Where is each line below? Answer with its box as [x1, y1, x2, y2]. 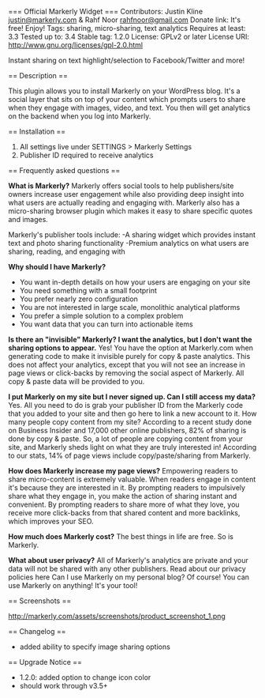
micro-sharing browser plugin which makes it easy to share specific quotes [8, 206, 253, 216]
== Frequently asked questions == [8, 166, 121, 175]
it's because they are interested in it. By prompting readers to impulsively [8, 483, 246, 492]
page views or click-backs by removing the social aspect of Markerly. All [8, 368, 244, 378]
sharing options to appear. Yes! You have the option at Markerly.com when [8, 343, 254, 353]
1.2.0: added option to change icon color [19, 673, 151, 682]
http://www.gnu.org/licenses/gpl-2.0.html [8, 40, 144, 50]
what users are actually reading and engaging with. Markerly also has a [8, 198, 241, 207]
